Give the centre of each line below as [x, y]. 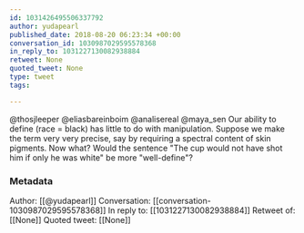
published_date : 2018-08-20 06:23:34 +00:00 [95, 34]
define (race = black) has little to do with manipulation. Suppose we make [147, 129]
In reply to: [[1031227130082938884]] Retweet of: [202, 210]
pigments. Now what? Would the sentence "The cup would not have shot [146, 148]
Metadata [31, 180]
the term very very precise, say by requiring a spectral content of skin [140, 138]
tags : [20, 85]
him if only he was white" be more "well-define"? [101, 157]
